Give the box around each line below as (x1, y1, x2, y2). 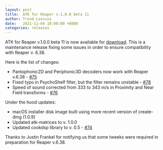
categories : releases (5, 26, 50, 31)
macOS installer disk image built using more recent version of (12, 109, 137, 115)
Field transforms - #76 (12, 90, 58, 96)
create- (138, 109, 154, 115)
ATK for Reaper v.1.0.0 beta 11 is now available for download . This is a (5, 39, 146, 45)
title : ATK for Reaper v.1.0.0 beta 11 (5, 12, 90, 17)
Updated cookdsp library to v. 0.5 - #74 (12, 124, 93, 131)
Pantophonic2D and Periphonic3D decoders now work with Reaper (12, 69, 149, 75)
